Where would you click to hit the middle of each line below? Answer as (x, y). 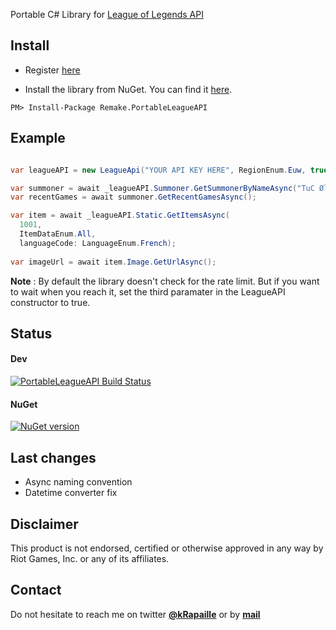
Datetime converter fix (71, 493)
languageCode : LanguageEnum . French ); (98, 243)
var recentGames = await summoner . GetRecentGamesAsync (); (133, 197)
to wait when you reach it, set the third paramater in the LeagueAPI (148, 291)
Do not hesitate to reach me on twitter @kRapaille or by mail (135, 614)
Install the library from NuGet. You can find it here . (128, 89)
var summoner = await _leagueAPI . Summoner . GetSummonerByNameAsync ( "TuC (162, 188)
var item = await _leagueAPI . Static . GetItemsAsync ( (120, 215)
